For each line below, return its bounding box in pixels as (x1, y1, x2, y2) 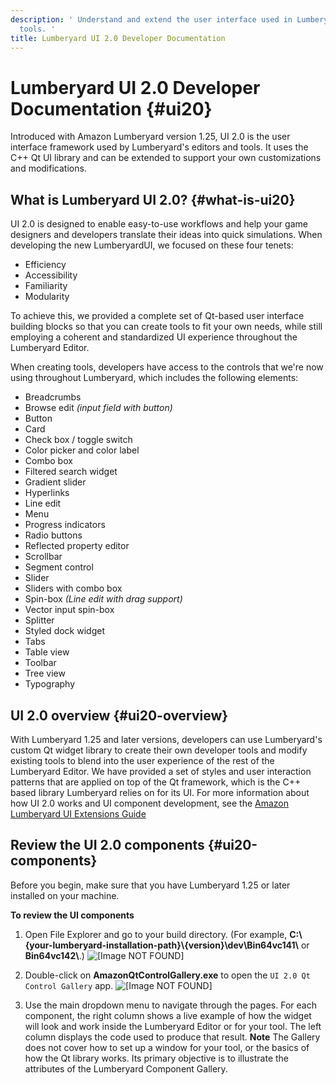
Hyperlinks (24, 487, 70, 499)
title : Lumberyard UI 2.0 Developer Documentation (10, 33, 226, 43)
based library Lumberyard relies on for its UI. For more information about (10, 786, 310, 798)
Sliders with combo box (24, 582, 123, 595)
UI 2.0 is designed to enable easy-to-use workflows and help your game (10, 218, 308, 230)
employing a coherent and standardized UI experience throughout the (10, 331, 298, 343)
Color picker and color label (24, 444, 140, 456)
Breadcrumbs (24, 391, 82, 403)
